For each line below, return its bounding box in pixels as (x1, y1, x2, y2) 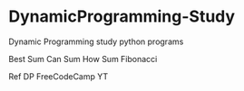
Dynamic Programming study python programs (8, 36, 184, 47)
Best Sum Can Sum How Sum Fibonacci (8, 53, 158, 64)
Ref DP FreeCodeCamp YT (8, 70, 109, 82)
